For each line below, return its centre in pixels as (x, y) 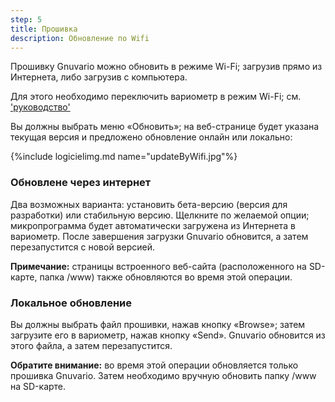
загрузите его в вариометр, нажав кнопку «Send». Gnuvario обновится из (168, 335)
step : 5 (26, 19)
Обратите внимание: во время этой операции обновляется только (154, 365)
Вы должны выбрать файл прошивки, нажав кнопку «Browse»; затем (158, 324)
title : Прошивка (44, 29)
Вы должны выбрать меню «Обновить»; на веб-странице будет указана (165, 127)
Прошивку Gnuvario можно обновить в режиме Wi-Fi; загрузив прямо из (166, 67)
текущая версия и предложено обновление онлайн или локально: (151, 137)
